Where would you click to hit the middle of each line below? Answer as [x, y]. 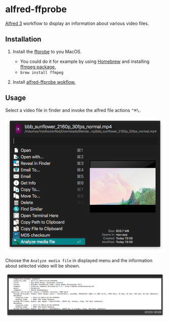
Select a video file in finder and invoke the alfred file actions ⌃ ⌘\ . [73, 110]
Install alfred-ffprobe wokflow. [44, 82]
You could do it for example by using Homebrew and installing [85, 61]
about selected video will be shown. [43, 266]
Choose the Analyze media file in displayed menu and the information [79, 261]
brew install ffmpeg [42, 73]
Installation [23, 39]
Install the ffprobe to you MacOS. [47, 51]
